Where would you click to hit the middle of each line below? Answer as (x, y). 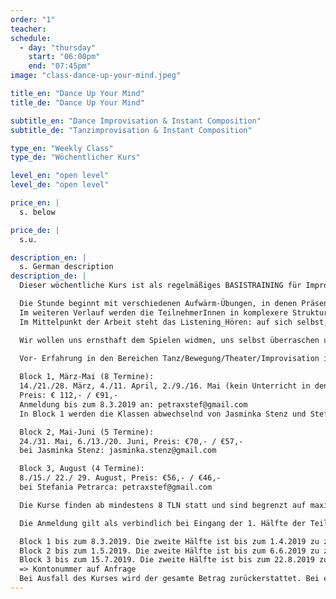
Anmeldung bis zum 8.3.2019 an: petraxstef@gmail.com (133, 404)
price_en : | (35, 203)
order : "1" (33, 19)
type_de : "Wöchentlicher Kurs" (75, 157)
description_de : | (48, 276)
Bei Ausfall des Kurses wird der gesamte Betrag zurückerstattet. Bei (169, 579)
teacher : (28, 29)
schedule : (31, 38)
